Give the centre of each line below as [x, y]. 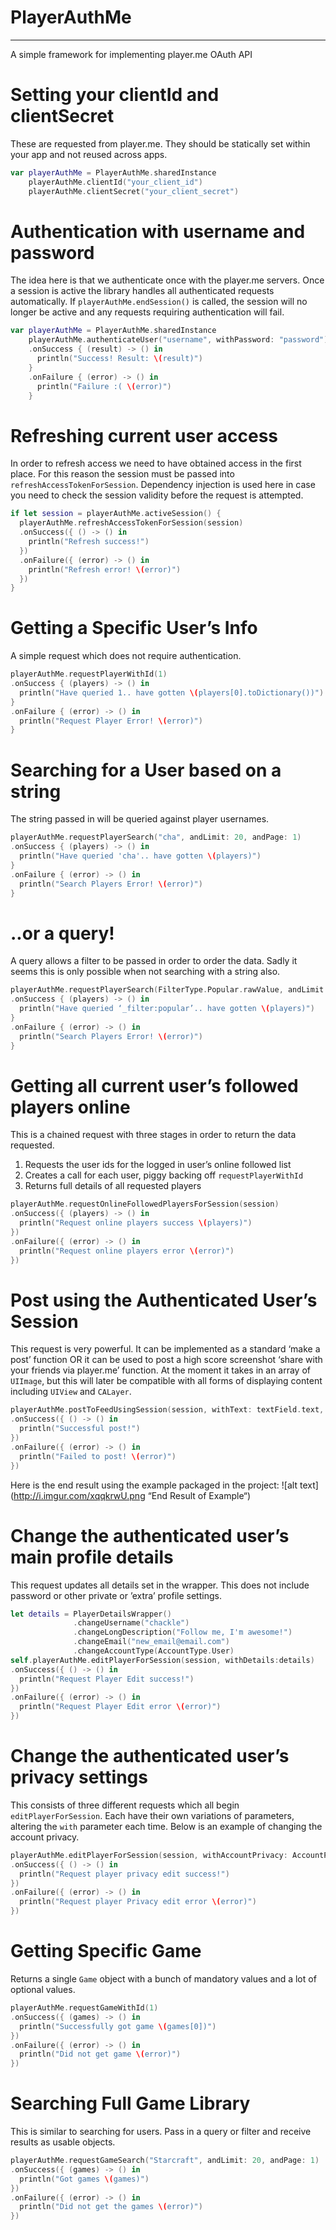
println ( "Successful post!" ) [80, 1429]
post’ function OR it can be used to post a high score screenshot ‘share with [166, 1360]
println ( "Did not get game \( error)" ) [100, 2054]
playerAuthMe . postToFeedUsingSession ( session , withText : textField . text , [167, 1410]
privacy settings [79, 1777]
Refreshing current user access [144, 435]
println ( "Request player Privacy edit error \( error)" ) [138, 1902]
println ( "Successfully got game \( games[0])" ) [118, 2026]
